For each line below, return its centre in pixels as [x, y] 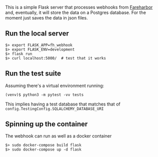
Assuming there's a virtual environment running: [55, 85]
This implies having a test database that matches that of [63, 104]
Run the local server [37, 34]
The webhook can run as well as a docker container [58, 136]
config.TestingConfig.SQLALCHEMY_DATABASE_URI [54, 109]
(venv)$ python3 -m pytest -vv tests [44, 94]
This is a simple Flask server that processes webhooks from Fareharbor [79, 7]
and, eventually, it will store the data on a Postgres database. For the [76, 12]
